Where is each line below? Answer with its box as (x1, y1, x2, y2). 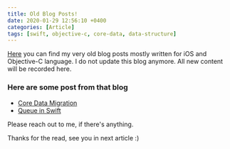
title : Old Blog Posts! (7, 10, 78, 18)
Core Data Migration (17, 99, 78, 107)
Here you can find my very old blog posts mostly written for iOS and (7, 50, 207, 58)
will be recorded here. (7, 65, 72, 73)
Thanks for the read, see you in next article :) (7, 133, 140, 142)
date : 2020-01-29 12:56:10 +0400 (7, 17, 107, 24)
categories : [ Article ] (7, 23, 75, 31)
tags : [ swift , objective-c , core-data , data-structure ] (7, 30, 177, 38)
